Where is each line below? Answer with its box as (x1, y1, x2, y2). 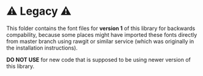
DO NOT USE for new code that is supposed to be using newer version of (6, 56, 191, 63)
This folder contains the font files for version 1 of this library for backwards (6, 25, 196, 32)
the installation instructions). (6, 44, 78, 51)
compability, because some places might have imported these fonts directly (6, 31, 197, 38)
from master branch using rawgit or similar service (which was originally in (6, 37, 194, 45)
